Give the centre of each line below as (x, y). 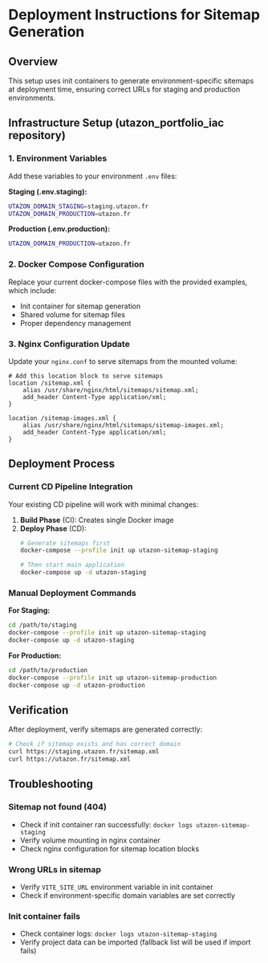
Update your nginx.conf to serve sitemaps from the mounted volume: (123, 361)
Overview (33, 61)
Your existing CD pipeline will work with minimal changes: (104, 504)
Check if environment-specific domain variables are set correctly (127, 896)
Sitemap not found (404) (57, 807)
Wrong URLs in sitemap (55, 869)
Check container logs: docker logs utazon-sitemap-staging (118, 934)
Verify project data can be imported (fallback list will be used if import (135, 942)
